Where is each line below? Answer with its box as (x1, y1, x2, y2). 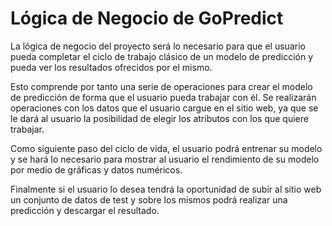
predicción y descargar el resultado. (10, 204, 160, 216)
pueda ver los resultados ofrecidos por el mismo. (10, 61, 213, 73)
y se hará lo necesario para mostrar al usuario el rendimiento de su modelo (10, 153, 320, 165)
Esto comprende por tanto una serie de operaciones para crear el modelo (10, 80, 313, 92)
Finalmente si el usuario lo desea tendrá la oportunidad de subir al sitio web (10, 183, 322, 195)
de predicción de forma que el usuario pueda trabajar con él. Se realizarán (10, 91, 317, 103)
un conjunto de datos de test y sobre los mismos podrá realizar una (10, 193, 288, 206)
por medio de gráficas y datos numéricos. (10, 163, 183, 176)
